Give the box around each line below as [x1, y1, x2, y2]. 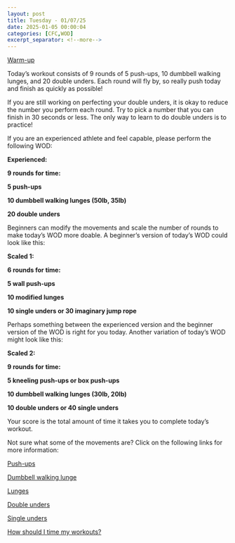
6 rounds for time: [7, 266, 61, 275]
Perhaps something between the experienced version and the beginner [7, 320, 213, 329]
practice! [7, 120, 33, 129]
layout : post [7, 10, 46, 18]
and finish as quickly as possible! [7, 85, 103, 93]
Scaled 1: [7, 252, 34, 261]
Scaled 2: [7, 349, 36, 358]
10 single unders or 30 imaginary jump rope [7, 307, 137, 316]
